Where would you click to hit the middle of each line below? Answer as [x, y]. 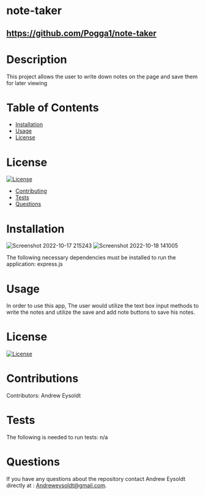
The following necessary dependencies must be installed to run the [91, 258]
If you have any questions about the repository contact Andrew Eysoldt [96, 479]
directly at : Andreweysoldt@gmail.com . [57, 486]
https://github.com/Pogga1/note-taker [82, 33]
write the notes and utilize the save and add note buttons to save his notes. [101, 312]
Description [37, 59]
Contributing [31, 191]
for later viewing [27, 83]
